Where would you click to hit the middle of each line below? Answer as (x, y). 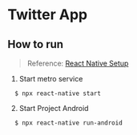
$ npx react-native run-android (69, 123)
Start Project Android (54, 108)
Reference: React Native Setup (78, 63)
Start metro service (51, 79)
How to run (36, 44)
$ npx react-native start (58, 93)
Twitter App (48, 15)
